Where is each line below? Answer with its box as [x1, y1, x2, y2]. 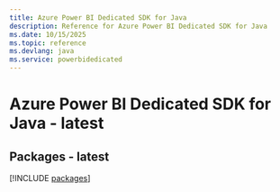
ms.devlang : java [9, 47, 75, 56]
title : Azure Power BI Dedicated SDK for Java [9, 13, 187, 23]
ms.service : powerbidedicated [9, 55, 123, 64]
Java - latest [9, 114, 104, 133]
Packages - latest [9, 149, 110, 164]
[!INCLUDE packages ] [9, 173, 91, 183]
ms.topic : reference [9, 38, 87, 48]
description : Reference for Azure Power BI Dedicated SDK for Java [9, 22, 268, 31]
